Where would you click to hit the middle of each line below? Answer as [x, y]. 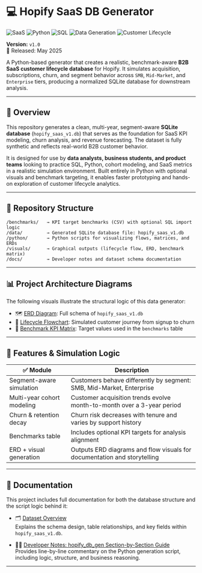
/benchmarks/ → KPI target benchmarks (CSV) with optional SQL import [99, 222]
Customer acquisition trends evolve [121, 397]
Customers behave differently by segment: [131, 381]
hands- [181, 177]
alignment [85, 440]
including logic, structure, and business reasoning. [78, 558]
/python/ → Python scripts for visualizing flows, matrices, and [98, 238]
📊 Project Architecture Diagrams [69, 284]
